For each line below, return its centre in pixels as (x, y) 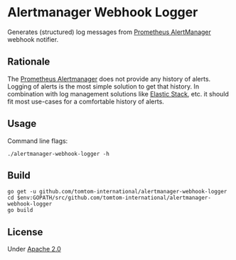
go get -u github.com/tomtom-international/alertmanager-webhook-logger (117, 192)
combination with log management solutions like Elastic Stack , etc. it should (118, 94)
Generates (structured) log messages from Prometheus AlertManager (109, 32)
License (25, 232)
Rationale (29, 62)
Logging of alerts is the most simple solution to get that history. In (103, 86)
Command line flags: (38, 141)
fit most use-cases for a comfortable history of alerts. (86, 101)
